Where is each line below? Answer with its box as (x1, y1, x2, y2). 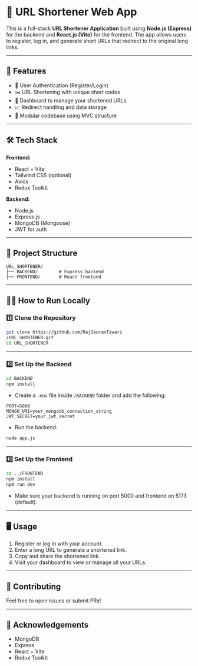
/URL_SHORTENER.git (6, 334, 54, 340)
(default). (14, 498, 37, 505)
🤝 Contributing (6, 581, 61, 591)
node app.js (6, 435, 35, 441)
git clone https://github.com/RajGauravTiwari (6, 329, 123, 335)
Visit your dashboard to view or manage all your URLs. (14, 559, 147, 566)
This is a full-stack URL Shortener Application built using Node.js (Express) (6, 25, 192, 32)
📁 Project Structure (6, 248, 78, 258)
